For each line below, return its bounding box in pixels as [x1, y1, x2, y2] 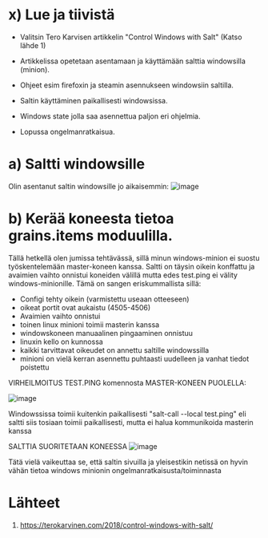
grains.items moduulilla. [8, 227, 174, 245]
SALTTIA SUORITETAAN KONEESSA [8, 441, 128, 451]
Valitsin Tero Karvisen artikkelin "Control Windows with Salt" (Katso [19, 32, 242, 42]
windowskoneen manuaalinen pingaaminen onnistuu [19, 328, 194, 338]
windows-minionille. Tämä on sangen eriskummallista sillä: [8, 278, 202, 288]
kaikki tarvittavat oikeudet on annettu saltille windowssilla [19, 345, 210, 354]
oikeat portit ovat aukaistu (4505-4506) [19, 302, 151, 312]
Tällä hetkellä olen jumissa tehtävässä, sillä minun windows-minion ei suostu [8, 253, 260, 262]
